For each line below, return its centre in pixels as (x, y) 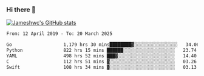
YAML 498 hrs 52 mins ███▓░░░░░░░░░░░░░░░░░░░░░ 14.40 (102, 56)
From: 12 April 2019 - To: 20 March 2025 (59, 34)
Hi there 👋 (21, 10)
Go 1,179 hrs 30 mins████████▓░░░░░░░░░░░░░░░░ (92, 45)
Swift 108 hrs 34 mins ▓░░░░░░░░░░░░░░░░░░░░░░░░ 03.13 (102, 67)
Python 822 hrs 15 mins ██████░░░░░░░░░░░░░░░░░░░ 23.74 (102, 51)
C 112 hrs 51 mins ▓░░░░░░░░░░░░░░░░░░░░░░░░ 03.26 (102, 62)
